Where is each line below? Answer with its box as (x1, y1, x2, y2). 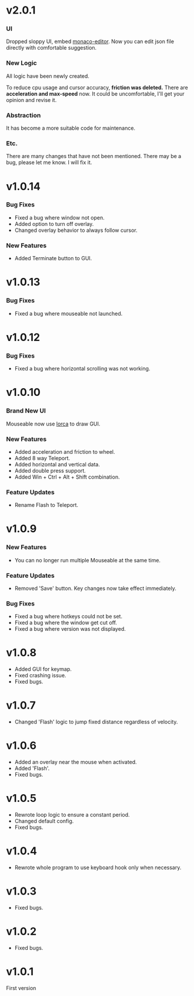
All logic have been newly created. (6, 72, 90, 80)
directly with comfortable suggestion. (6, 44, 97, 51)
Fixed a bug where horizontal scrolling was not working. (14, 365, 150, 372)
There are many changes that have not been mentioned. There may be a (6, 153, 182, 160)
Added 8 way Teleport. (14, 454, 71, 461)
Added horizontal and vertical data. (14, 461, 100, 468)
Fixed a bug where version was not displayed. (14, 625, 126, 633)
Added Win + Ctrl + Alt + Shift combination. (14, 473, 120, 480)
